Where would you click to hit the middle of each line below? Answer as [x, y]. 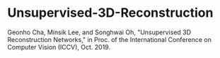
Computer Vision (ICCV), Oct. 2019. [59, 47]
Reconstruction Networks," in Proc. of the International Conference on [110, 39]
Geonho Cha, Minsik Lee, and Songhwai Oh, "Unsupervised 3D [99, 32]
